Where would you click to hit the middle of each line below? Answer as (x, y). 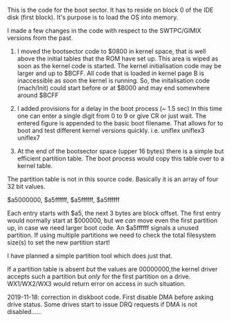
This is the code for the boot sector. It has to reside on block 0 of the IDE (110, 10)
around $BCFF (38, 95)
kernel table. (35, 166)
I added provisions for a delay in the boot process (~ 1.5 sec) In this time (120, 108)
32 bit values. (27, 186)
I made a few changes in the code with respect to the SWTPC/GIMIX (104, 31)
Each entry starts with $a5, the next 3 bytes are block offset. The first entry (114, 213)
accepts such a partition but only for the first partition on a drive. (99, 276)
